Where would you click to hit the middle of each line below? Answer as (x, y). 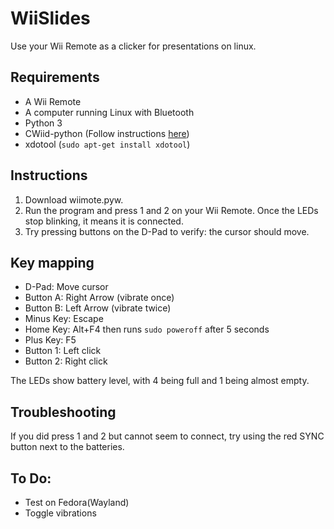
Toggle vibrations (60, 513)
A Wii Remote (53, 101)
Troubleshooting (63, 412)
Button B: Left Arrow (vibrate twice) (98, 308)
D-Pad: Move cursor (66, 287)
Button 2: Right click (66, 361)
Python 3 (43, 123)
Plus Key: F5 (50, 340)
